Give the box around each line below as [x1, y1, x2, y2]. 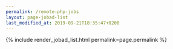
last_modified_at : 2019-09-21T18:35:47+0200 [5, 20, 120, 26]
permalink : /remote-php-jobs [5, 8, 79, 15]
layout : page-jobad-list [5, 14, 68, 20]
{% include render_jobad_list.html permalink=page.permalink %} [5, 36, 168, 44]
